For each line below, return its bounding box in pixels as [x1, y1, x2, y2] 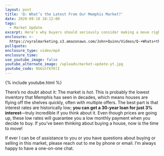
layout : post [5, 7, 32, 12]
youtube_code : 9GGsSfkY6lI [5, 67, 60, 71]
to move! [5, 126, 23, 131]
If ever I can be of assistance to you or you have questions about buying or [5, 135, 156, 141]
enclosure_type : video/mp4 [5, 48, 60, 53]
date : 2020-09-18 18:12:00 [5, 16, 60, 21]
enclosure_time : [5, 52, 38, 58]
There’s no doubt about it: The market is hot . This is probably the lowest [5, 89, 150, 95]
